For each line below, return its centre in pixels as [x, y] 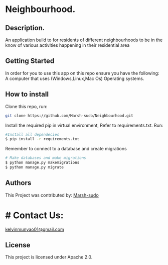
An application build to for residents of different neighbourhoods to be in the [84, 40]
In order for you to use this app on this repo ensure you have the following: [82, 73]
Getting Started [30, 61]
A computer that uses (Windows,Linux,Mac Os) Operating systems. [75, 78]
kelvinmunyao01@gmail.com [35, 229]
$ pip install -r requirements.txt [42, 139]
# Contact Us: [34, 215]
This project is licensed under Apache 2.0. [49, 257]
